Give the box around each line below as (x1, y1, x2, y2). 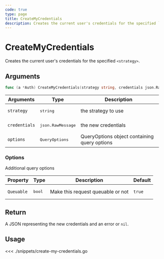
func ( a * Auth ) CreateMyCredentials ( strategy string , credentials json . (5, 85, 156, 90)
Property (7, 177, 29, 184)
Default (133, 177, 151, 184)
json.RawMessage (40, 123, 76, 128)
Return (5, 208, 26, 216)
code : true (5, 7, 27, 12)
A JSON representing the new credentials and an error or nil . (5, 221, 129, 227)
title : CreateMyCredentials (5, 16, 62, 21)
